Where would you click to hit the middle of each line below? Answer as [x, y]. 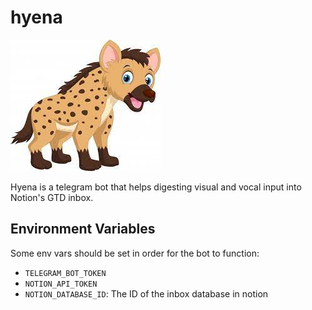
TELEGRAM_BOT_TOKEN [65, 273]
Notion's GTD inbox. [52, 197]
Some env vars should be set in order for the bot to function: [135, 253]
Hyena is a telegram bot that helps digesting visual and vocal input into [156, 187]
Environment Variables [83, 229]
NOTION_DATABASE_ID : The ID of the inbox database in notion [146, 293]
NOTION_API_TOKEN [61, 284]
